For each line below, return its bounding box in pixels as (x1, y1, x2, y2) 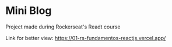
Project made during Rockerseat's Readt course (5, 23, 121, 30)
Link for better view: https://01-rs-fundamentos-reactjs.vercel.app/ (5, 34, 166, 41)
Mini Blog (5, 4, 52, 17)
